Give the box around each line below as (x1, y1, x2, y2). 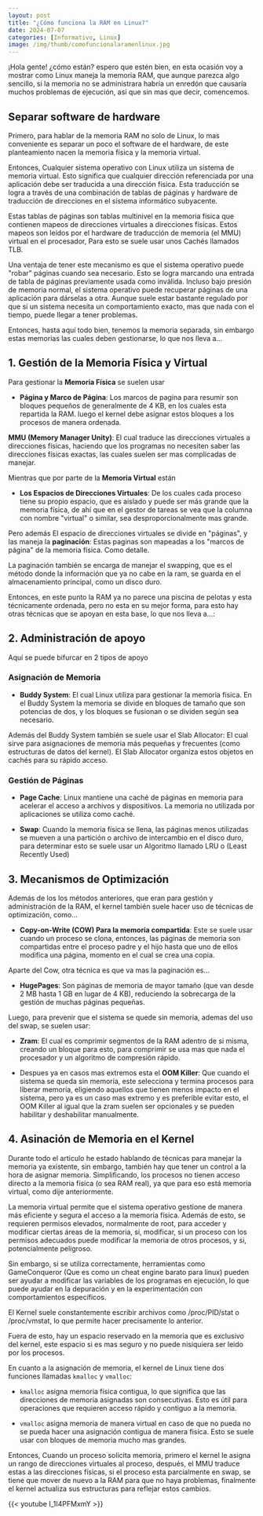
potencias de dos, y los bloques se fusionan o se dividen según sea (19, 706, 239, 716)
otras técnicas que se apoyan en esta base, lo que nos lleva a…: (8, 609, 216, 618)
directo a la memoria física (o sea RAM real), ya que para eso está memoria (8, 1178, 252, 1188)
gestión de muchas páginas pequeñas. (19, 997, 145, 1006)
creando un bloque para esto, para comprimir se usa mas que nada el (19, 1044, 245, 1053)
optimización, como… (8, 910, 79, 919)
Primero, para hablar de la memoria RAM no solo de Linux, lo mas (8, 130, 220, 140)
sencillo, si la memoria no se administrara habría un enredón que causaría (8, 79, 247, 89)
